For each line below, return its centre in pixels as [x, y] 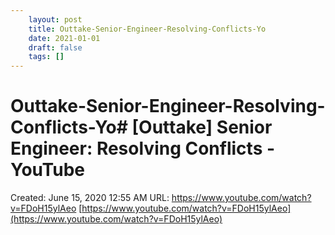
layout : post [55, 19]
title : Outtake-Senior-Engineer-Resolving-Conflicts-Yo [147, 29]
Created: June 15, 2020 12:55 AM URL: [90, 198]
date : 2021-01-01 [64, 38]
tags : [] [46, 57]
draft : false [55, 47]
